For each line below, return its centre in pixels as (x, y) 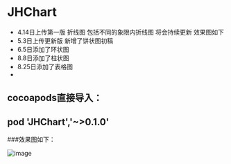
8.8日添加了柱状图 (43, 58)
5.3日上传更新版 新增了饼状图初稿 (65, 40)
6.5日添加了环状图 (43, 49)
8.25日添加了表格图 (45, 66)
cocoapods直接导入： (55, 98)
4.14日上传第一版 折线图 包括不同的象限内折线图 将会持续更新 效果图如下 (120, 32)
